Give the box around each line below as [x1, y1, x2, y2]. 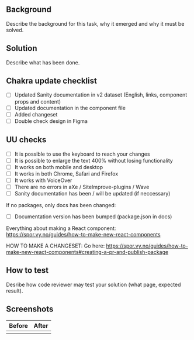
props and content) [14, 98, 61, 105]
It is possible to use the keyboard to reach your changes [14, 150, 150, 157]
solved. [6, 26, 24, 33]
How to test [6, 266, 49, 276]
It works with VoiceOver [14, 177, 72, 184]
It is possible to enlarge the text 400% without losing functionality [14, 157, 174, 164]
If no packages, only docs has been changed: [6, 201, 116, 208]
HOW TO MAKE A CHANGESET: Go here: [6, 242, 105, 249]
